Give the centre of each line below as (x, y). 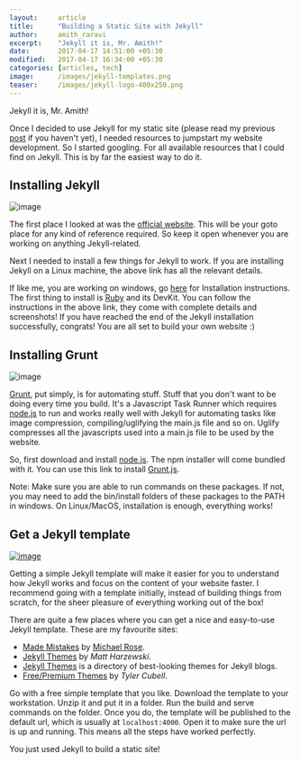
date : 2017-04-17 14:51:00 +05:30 (86, 51)
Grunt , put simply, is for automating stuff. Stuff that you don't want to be (143, 395)
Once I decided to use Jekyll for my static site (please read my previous (142, 128)
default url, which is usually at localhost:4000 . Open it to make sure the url (148, 722)
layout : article (48, 18)
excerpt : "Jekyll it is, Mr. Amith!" (86, 43)
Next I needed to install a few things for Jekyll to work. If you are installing (146, 261)
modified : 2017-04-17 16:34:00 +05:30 (86, 60)
